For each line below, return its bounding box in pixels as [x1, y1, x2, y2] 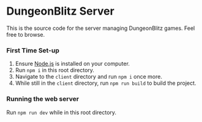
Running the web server [6, 95, 80, 103]
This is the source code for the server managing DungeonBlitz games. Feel [6, 24, 195, 32]
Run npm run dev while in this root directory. [6, 109, 117, 116]
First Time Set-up [6, 46, 59, 54]
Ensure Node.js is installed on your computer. [15, 60, 130, 68]
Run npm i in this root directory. [15, 66, 95, 74]
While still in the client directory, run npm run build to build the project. [15, 79, 196, 87]
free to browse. [6, 30, 45, 38]
